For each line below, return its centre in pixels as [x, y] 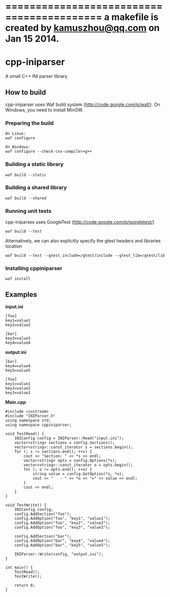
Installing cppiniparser [34, 268]
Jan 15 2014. [32, 39]
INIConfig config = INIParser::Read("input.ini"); [69, 439]
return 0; [25, 586]
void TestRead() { [25, 434]
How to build [26, 92]
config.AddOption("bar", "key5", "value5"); [62, 546]
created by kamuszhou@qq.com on [82, 28]
